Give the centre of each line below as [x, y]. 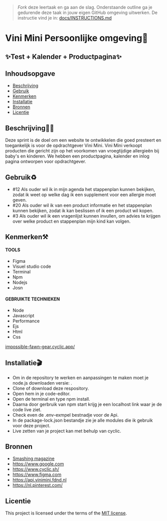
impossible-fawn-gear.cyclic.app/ [40, 346]
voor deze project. [31, 425]
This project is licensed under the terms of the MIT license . [66, 513]
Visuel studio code [32, 266]
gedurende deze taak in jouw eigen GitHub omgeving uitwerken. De [88, 13]
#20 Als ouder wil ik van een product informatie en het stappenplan [82, 206]
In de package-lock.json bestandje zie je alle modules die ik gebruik [82, 420]
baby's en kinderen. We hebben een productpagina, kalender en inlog [77, 156]
